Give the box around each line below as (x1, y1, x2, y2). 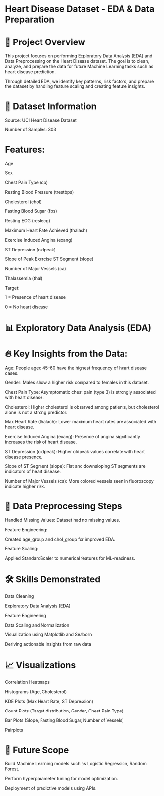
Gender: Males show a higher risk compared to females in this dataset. (5, 379, 149, 386)
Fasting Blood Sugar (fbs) (5, 209, 58, 214)
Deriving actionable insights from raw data (5, 641, 91, 647)
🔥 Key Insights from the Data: (5, 348, 128, 359)
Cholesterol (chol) (5, 199, 42, 205)
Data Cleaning (5, 593, 34, 599)
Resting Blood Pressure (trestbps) (5, 189, 74, 195)
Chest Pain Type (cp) (5, 179, 48, 185)
